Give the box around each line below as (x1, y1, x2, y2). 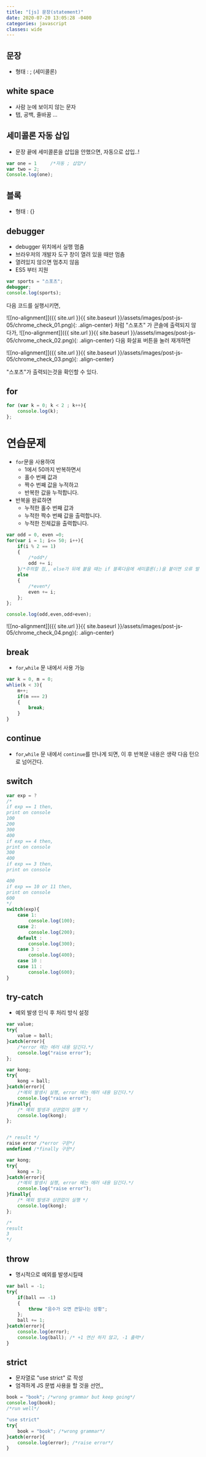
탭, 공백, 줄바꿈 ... (15, 111, 58, 118)
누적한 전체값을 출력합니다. (24, 519, 89, 527)
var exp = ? (6, 792, 37, 799)
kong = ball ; (17, 1078, 51, 1085)
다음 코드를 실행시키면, (6, 302, 61, 309)
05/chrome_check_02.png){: (6, 336, 78, 344)
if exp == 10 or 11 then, (6, 883, 72, 890)
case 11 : (17, 964, 43, 970)
